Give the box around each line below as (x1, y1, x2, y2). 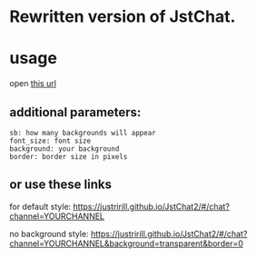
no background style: (9, 228, 89, 239)
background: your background (9, 144, 120, 154)
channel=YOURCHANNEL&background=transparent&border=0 (9, 238, 243, 249)
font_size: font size (9, 136, 92, 145)
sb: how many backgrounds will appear (9, 128, 156, 137)
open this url (9, 78, 57, 89)
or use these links (9, 177, 112, 193)
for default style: (9, 201, 72, 212)
